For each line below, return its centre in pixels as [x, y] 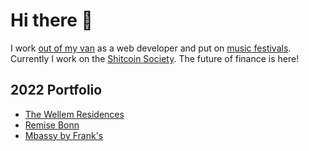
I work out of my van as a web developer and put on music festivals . [151, 48]
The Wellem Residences [74, 114]
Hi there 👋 [51, 20]
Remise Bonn [52, 125]
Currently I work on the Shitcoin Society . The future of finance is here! [155, 58]
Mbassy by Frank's [64, 135]
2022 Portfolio [56, 90]
